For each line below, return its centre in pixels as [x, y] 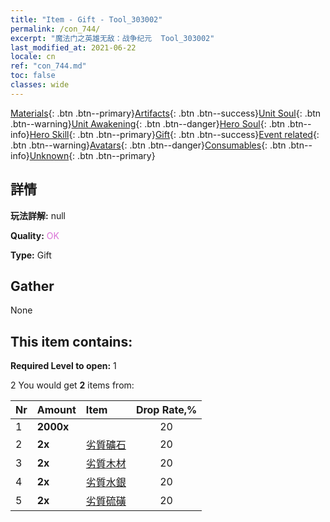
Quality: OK [35, 235]
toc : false [33, 76]
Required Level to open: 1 [63, 366]
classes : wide [40, 85]
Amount [56, 410]
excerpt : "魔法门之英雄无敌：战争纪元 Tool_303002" [112, 38]
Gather [32, 286]
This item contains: [71, 341]
